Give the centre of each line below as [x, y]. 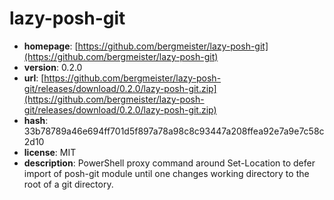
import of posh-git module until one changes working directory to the [166, 173]
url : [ [34, 78]
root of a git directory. [68, 184]
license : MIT [50, 152]
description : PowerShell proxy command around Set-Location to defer [169, 163]
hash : [36, 120]
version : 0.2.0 [53, 67]
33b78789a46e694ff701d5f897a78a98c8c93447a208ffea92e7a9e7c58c [174, 131]
